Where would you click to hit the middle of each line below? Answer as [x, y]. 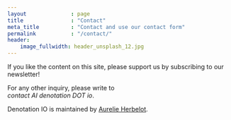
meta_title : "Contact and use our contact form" [96, 27]
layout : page [49, 14]
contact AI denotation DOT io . [51, 95]
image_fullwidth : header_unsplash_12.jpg [82, 47]
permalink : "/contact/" [60, 34]
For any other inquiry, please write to [61, 88]
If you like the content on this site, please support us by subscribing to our [116, 67]
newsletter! [24, 74]
